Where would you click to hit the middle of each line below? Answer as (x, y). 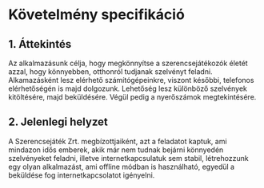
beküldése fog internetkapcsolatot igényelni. (82, 175)
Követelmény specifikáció (97, 15)
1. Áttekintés (40, 44)
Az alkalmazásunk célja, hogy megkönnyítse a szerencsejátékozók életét (128, 63)
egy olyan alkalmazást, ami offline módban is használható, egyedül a (121, 166)
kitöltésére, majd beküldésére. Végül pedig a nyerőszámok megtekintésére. (132, 97)
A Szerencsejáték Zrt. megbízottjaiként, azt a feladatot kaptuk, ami (118, 141)
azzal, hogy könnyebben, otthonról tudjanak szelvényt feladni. (111, 72)
